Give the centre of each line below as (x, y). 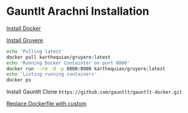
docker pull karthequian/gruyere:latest (59, 57)
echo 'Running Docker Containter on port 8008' (68, 63)
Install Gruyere (25, 40)
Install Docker (24, 28)
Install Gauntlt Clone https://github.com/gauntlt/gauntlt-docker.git (94, 92)
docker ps (19, 80)
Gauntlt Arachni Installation (78, 11)
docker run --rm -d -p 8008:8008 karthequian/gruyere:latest (86, 69)
